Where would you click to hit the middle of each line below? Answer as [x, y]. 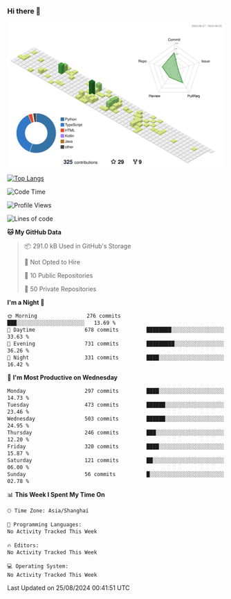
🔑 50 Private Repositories [60, 289]
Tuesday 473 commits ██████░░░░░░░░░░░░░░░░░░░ [116, 405]
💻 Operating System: [38, 566]
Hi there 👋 [24, 11]
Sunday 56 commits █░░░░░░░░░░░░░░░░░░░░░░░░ [116, 475]
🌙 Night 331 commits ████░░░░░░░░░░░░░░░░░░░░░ [116, 358]
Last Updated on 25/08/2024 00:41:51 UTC [68, 588]
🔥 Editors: [23, 546]
